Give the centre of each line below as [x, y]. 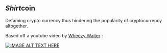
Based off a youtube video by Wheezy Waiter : [54, 35]
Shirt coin [20, 8]
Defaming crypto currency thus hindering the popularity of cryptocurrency [84, 20]
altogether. [17, 26]
